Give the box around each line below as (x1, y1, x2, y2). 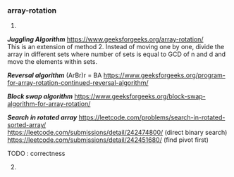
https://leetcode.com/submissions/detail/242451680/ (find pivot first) (7, 136, 209, 144)
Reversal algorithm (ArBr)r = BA (7, 71, 102, 79)
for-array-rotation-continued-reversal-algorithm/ (7, 79, 149, 87)
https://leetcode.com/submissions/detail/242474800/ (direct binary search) (7, 129, 228, 137)
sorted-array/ (7, 121, 47, 129)
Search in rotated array (7, 113, 78, 122)
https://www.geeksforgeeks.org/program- (103, 71, 226, 79)
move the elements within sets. (7, 58, 97, 66)
